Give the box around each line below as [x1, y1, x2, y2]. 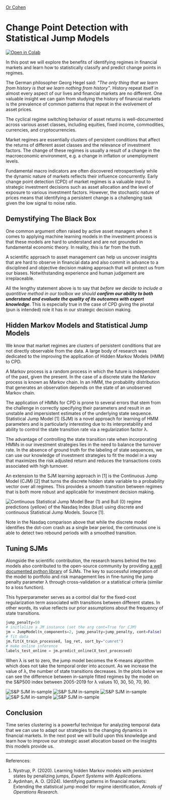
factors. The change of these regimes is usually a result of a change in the [6, 147, 160, 153]
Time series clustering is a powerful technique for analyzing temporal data [6, 722, 160, 728]
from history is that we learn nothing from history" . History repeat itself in [6, 85, 158, 91]
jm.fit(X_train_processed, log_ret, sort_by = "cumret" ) [6, 639, 124, 644]
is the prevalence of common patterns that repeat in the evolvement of [6, 101, 153, 107]
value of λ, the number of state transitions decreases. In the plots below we [6, 668, 163, 674]
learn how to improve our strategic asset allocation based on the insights [6, 738, 157, 744]
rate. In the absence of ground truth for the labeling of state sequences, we [6, 446, 162, 453]
